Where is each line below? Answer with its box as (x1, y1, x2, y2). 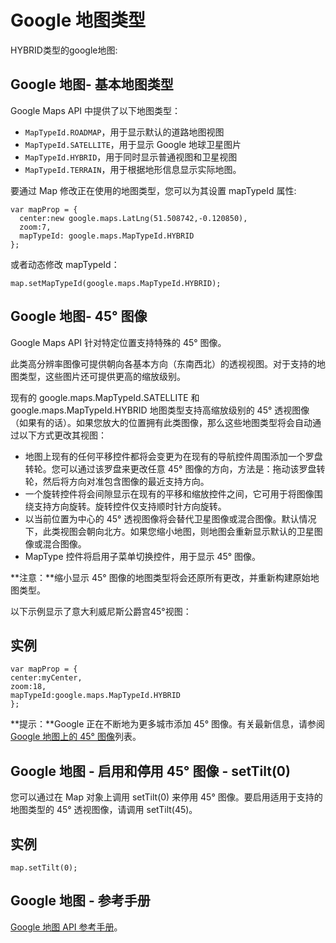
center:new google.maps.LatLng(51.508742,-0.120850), (19, 213, 248, 223)
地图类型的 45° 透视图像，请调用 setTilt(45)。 (10, 804, 198, 816)
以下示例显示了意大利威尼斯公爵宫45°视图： (10, 605, 192, 617)
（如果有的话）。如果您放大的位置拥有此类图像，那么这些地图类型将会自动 (10, 416, 313, 428)
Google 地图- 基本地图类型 (10, 76, 174, 93)
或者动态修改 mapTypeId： (10, 258, 120, 270)
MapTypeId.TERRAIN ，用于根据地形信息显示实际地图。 (24, 163, 242, 175)
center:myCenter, (10, 673, 83, 683)
